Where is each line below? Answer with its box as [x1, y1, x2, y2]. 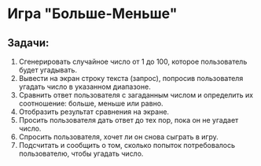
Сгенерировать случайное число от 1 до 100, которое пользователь [18, 57, 248, 66]
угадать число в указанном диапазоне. [18, 82, 151, 91]
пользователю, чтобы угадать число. [18, 149, 144, 158]
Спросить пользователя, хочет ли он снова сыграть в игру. [18, 132, 219, 142]
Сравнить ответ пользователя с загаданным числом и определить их [18, 90, 253, 99]
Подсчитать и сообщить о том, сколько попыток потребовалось [18, 141, 236, 149]
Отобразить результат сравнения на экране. [18, 107, 170, 116]
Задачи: [7, 36, 50, 50]
